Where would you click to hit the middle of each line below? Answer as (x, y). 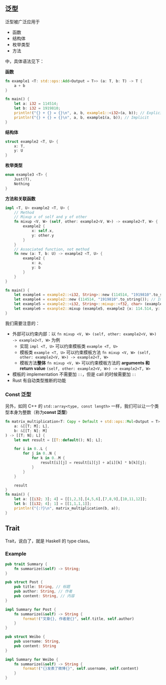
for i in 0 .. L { (31, 449)
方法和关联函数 (20, 199)
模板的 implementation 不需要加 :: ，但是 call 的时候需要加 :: (74, 374)
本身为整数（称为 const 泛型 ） (40, 412)
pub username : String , (37, 642)
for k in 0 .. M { (48, 458)
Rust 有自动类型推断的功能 (39, 380)
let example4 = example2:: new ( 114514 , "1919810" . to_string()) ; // (85, 300)
